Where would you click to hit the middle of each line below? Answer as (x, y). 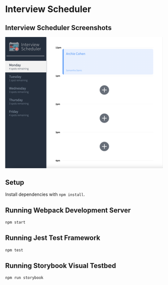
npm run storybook (24, 278)
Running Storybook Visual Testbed (61, 266)
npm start (15, 222)
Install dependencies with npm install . (45, 194)
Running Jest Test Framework (53, 238)
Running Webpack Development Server (68, 210)
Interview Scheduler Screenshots (58, 28)
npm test (14, 250)
